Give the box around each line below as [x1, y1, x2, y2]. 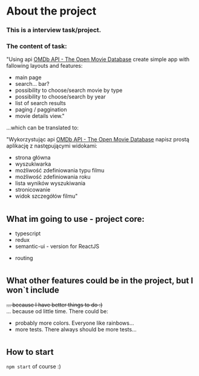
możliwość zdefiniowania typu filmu [15, 167, 105, 174]
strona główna [15, 154, 51, 161]
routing [15, 254, 33, 262]
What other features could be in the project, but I [6, 276, 194, 286]
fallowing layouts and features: [6, 62, 83, 70]
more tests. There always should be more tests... [15, 325, 137, 333]
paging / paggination [15, 106, 68, 113]
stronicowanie [15, 186, 51, 193]
